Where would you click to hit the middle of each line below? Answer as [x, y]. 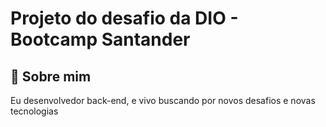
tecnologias [34, 111]
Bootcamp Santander [100, 39]
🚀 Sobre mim [51, 76]
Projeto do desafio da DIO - [124, 18]
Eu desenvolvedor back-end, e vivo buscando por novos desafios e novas [163, 100]
